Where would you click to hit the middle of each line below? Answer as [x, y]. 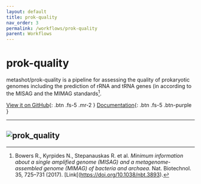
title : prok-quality [32, 17]
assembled [29, 168]
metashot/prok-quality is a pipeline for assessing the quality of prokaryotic [98, 80]
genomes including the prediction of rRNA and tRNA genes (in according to [99, 86]
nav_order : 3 [22, 23]
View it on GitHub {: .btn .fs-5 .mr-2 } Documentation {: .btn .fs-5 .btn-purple [99, 105]
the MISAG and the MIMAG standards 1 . [54, 93]
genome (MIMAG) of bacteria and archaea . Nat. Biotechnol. [118, 168]
